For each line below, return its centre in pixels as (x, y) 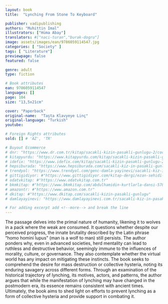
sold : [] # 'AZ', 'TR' (29, 138)
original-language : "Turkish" (37, 120)
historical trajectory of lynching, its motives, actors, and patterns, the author (83, 275)
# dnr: (12, 152)
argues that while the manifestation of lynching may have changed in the (80, 280)
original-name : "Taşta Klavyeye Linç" (47, 115)
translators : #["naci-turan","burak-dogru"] (52, 37)
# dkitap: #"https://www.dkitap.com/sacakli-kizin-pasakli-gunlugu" (78, 194)
